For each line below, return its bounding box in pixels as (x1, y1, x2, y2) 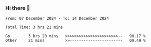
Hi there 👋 (5, 5, 31, 12)
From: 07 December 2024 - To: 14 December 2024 (5, 16, 109, 21)
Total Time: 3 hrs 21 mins (5, 25, 63, 30)
